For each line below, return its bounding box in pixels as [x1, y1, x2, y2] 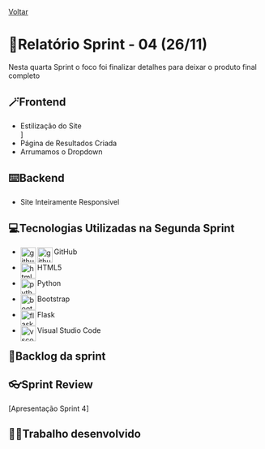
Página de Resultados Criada [19, 138, 118, 148]
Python [36, 278, 62, 288]
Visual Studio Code [36, 326, 101, 335]
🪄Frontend [8, 95, 66, 109]
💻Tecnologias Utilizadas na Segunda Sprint [8, 221, 235, 235]
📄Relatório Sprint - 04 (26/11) [8, 36, 208, 54]
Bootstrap [36, 294, 71, 304]
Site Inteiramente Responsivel [19, 196, 120, 206]
